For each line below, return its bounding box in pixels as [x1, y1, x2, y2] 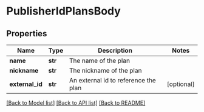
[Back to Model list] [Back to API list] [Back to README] [6, 99, 146, 107]
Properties [6, 28, 47, 39]
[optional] [166, 80, 195, 88]
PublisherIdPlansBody [6, 4, 121, 18]
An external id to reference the [69, 76, 156, 84]
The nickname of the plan [69, 67, 142, 74]
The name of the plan [69, 56, 131, 65]
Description [98, 47, 132, 54]
